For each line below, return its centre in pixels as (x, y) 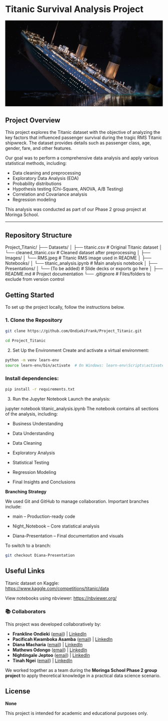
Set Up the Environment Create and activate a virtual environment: (80, 350)
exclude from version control (35, 279)
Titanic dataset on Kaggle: (32, 583)
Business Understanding (38, 424)
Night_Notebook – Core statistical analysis (56, 526)
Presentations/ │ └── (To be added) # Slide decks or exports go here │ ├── (84, 269)
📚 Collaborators (25, 611)
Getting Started (30, 295)
